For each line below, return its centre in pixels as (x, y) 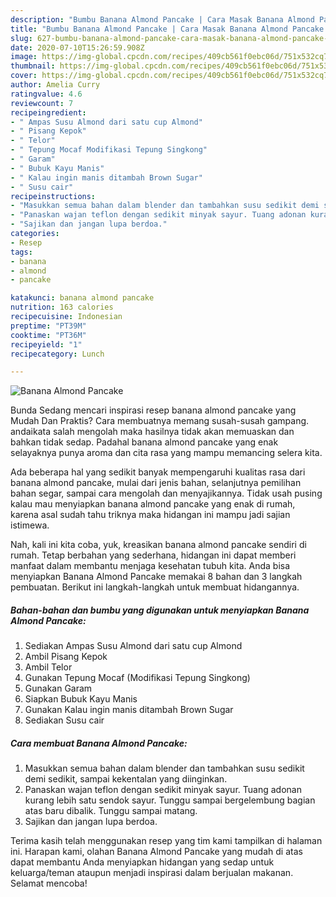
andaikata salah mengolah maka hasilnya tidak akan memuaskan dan (152, 432)
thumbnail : (33, 66)
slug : (21, 38)
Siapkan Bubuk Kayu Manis (81, 699)
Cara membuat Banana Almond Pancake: (99, 743)
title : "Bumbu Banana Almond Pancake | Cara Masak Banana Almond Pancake (167, 29)
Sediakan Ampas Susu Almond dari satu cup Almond (133, 646)
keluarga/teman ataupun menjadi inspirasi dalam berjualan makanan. (152, 873)
